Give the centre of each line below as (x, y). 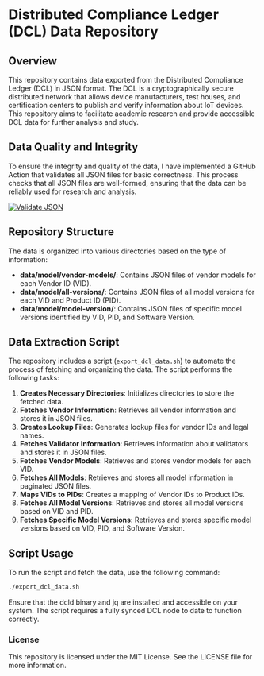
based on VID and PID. (56, 512)
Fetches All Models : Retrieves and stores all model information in (126, 477)
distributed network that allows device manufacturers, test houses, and (124, 97)
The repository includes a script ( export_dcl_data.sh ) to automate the (122, 361)
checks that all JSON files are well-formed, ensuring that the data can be (127, 183)
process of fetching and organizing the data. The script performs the (121, 369)
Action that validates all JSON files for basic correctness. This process (123, 174)
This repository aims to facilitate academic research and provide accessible (132, 114)
